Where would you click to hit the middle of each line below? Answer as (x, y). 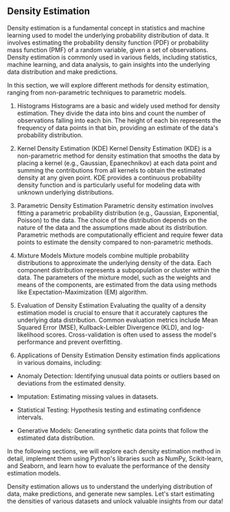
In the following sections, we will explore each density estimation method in (114, 451)
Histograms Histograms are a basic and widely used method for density (118, 105)
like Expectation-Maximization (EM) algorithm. (82, 292)
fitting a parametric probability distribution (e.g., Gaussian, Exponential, (118, 213)
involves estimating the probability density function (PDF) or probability (108, 42)
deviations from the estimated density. (71, 383)
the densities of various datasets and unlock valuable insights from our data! (115, 501)
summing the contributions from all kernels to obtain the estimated (111, 170)
